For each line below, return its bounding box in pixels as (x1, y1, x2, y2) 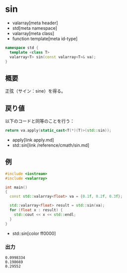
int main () (5, 185, 28, 190)
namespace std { (5, 45, 39, 50)
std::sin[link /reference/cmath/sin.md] (12, 142, 90, 148)
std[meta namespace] (12, 25, 57, 31)
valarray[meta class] (12, 30, 54, 36)
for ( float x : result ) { (9, 208, 63, 213)
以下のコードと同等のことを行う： (5, 118, 75, 124)
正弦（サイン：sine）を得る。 (5, 88, 66, 94)
